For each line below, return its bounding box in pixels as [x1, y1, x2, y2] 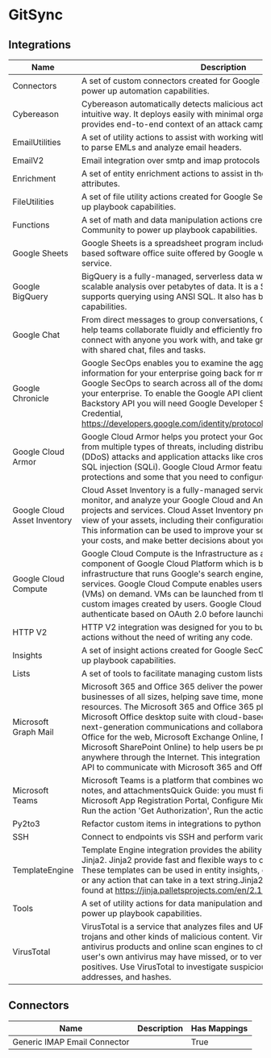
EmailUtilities [12, 137, 62, 148]
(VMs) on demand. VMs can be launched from [81, 589, 256, 599]
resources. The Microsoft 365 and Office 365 [81, 702, 255, 712]
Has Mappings [190, 1023, 248, 1034]
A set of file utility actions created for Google [81, 191, 252, 202]
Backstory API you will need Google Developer [81, 398, 258, 409]
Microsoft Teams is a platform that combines [81, 775, 250, 785]
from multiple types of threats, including [81, 441, 233, 452]
